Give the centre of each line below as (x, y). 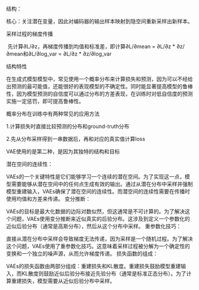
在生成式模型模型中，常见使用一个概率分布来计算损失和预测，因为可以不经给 (99, 79)
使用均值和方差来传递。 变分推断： (48, 199)
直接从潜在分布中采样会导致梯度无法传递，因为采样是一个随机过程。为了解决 (99, 239)
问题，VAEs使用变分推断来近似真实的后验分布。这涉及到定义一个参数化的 (101, 219)
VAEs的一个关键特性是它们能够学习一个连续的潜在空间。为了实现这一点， (96, 177)
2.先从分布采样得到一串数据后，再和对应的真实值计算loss (76, 139)
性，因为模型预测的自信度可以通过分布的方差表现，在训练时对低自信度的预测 (99, 94)
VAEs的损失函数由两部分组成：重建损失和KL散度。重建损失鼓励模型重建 (94, 266)
